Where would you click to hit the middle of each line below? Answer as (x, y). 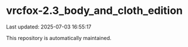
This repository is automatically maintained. (59, 38)
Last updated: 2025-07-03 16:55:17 (49, 27)
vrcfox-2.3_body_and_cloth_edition (95, 11)
